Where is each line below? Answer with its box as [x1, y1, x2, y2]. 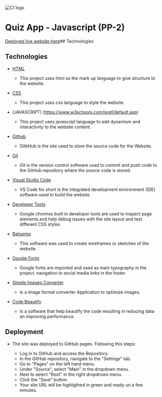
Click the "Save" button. [19, 376, 68, 382]
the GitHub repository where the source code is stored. [19, 167, 132, 173]
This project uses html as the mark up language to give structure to [19, 75, 156, 81]
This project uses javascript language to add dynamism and [19, 118, 141, 124]
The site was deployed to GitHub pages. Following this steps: [12, 341, 136, 347]
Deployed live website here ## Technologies [5, 38, 94, 44]
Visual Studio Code [12, 177, 52, 182]
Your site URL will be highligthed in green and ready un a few [19, 382, 143, 388]
